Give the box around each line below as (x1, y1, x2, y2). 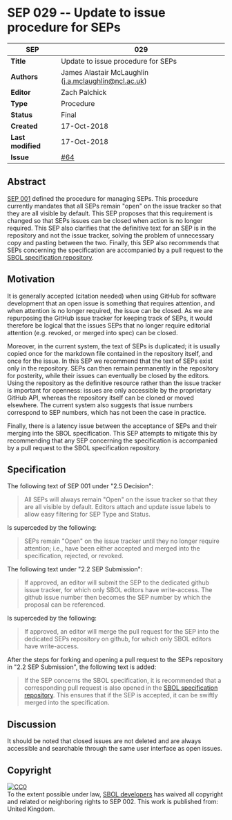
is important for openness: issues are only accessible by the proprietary (7, 386, 212, 394)
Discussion (7, 718, 57, 730)
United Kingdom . (7, 805, 55, 813)
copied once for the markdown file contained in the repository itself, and (7, 349, 213, 357)
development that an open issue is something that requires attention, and (7, 299, 215, 307)
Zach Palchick (61, 87, 107, 97)
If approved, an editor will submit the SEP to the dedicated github (23, 578, 209, 587)
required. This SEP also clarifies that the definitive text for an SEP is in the (7, 224, 217, 232)
